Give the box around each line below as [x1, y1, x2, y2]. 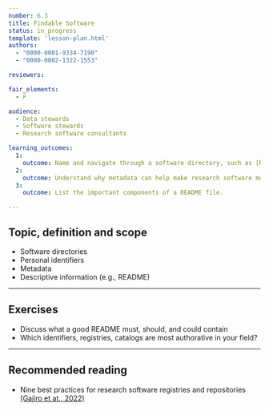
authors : [8, 42, 38, 50]
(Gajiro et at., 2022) [19, 393, 86, 403]
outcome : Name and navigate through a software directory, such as [22, 159, 252, 167]
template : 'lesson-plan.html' [8, 34, 110, 42]
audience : [8, 107, 42, 115]
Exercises [8, 303, 58, 316]
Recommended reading [8, 364, 128, 377]
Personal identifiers [19, 255, 85, 264]
